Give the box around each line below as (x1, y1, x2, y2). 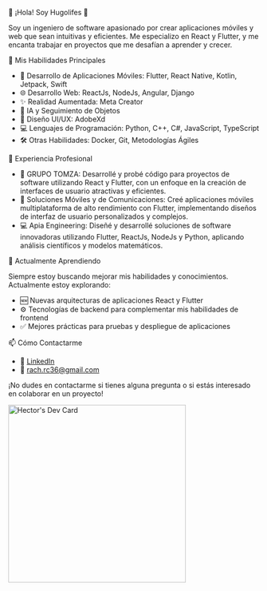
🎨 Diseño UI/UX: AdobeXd (19, 114, 106, 124)
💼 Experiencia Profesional (8, 154, 93, 163)
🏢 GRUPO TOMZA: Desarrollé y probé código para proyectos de (19, 169, 230, 179)
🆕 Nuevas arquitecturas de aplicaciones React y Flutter (19, 295, 204, 305)
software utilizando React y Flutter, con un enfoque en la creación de (19, 178, 247, 187)
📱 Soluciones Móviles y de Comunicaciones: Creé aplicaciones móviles (19, 195, 254, 204)
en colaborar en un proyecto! (8, 389, 104, 399)
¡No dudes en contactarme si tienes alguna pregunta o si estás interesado (8, 380, 251, 390)
